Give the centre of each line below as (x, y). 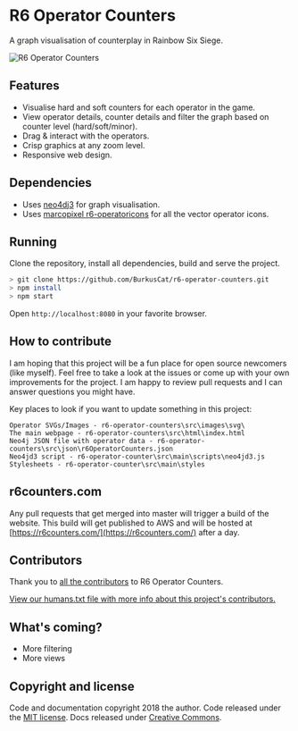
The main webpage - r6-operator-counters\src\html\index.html (127, 433)
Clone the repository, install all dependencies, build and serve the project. (145, 264)
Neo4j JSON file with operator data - (81, 441)
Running (33, 242)
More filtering (47, 649)
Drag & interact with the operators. (86, 136)
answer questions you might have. (72, 391)
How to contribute (61, 342)
